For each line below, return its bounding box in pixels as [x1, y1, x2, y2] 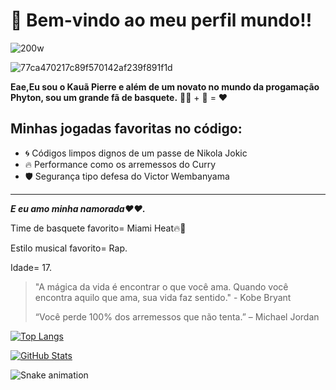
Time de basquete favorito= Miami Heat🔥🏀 [10, 222, 187, 234]
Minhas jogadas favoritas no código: [10, 120, 243, 138]
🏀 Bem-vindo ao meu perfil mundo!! [10, 9, 313, 32]
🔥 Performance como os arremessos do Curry [24, 158, 217, 170]
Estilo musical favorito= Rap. [10, 242, 128, 254]
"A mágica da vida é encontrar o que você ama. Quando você [34, 280, 289, 293]
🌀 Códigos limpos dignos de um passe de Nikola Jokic [24, 147, 248, 159]
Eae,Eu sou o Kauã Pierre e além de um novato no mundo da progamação [10, 80, 320, 93]
